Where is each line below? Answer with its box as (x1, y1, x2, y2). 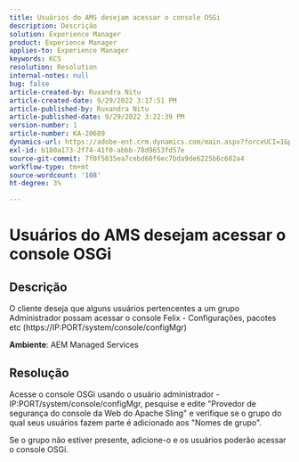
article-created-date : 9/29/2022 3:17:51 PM (9, 95, 177, 105)
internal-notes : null (9, 71, 90, 80)
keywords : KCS (9, 54, 62, 63)
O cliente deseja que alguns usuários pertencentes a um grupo (9, 303, 240, 314)
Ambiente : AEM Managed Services (9, 340, 140, 351)
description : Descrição (9, 21, 98, 30)
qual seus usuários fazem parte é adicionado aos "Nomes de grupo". (9, 417, 263, 428)
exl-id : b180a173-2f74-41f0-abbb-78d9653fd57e (9, 145, 185, 154)
